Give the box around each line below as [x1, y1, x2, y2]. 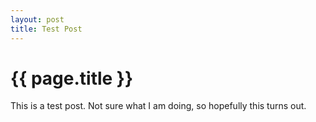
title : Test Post [10, 24, 83, 34]
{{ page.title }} [10, 67, 134, 90]
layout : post [10, 14, 65, 25]
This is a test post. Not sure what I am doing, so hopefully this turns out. [10, 100, 307, 112]
